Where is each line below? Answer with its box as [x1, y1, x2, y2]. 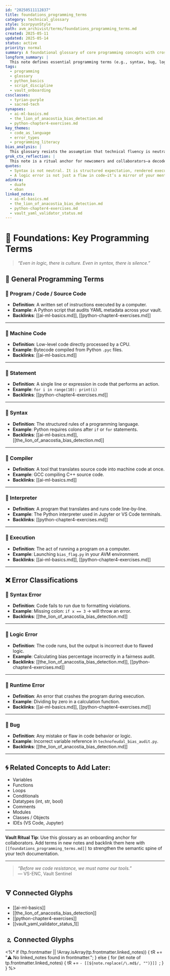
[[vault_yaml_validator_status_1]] [12, 921, 79, 927]
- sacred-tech [10, 102, 39, 107]
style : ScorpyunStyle [5, 21, 51, 27]
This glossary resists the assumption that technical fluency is [10, 149, 151, 154]
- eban [10, 187, 24, 192]
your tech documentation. [5, 851, 59, 857]
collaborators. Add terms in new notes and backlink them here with [5, 840, 145, 846]
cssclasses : [5, 92, 30, 98]
